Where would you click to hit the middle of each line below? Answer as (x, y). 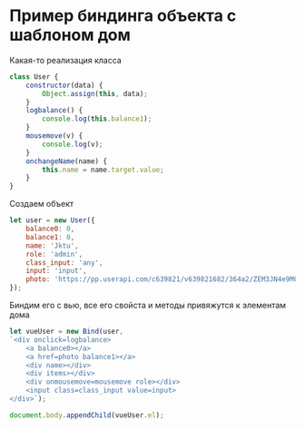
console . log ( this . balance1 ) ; (97, 119)
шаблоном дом (70, 35)
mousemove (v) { (54, 136)
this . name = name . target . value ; (103, 170)
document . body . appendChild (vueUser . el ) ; (87, 415)
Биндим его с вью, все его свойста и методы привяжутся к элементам (148, 306)
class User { (34, 77)
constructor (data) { (64, 85)
